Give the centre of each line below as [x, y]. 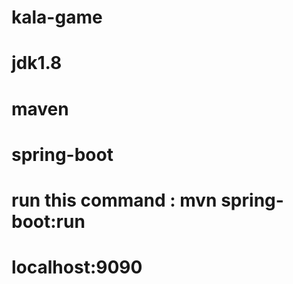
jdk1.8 [37, 63]
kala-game [57, 17]
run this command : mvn [114, 200]
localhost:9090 [77, 267]
